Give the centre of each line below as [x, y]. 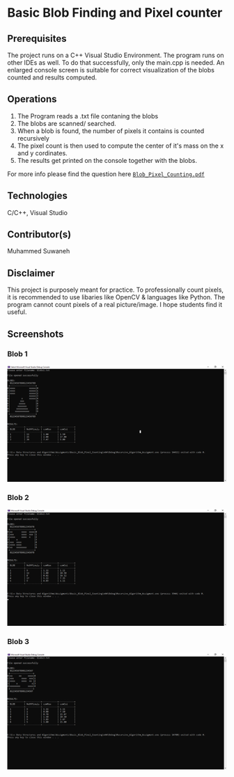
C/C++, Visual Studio [38, 212]
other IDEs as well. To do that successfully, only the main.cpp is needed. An [116, 63]
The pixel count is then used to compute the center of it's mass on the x [120, 146]
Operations [32, 99]
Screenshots [36, 334]
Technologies [38, 196]
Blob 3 [18, 641]
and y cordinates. [42, 153]
